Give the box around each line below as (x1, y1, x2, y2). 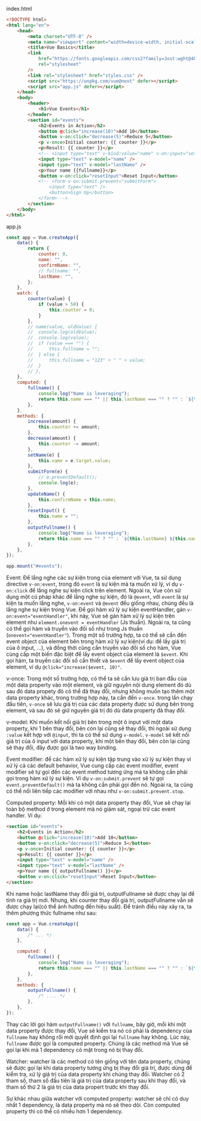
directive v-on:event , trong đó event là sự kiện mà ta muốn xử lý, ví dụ (6, 580, 178, 588)
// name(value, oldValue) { (28, 323, 98, 329)
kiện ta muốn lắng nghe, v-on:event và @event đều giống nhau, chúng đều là (6, 600, 194, 607)
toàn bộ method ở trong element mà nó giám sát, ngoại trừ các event (6, 805, 176, 813)
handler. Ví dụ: (6, 812, 42, 819)
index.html (6, 5, 32, 12)
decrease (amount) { (28, 435, 77, 441)
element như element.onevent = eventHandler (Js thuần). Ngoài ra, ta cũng (6, 619, 191, 626)
